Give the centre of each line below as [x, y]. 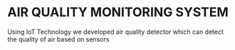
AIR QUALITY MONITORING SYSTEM [118, 12]
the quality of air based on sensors [58, 39]
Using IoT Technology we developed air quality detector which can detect [116, 32]
